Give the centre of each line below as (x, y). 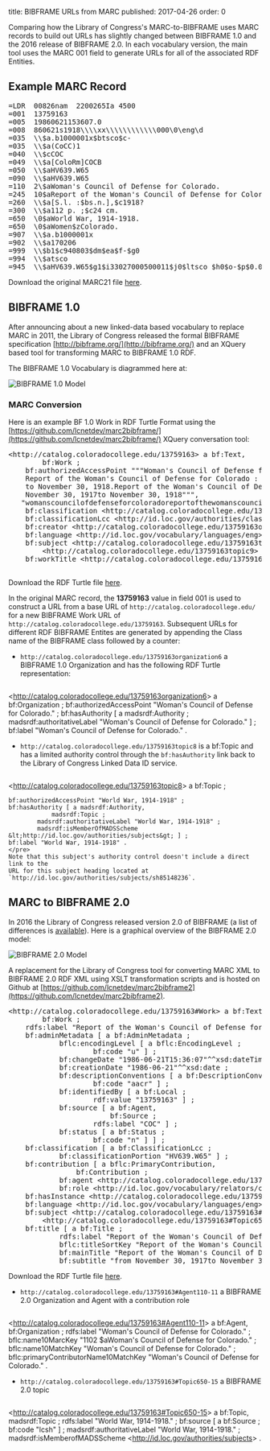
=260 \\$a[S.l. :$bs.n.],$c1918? (76, 202)
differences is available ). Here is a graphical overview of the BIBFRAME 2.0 (133, 930)
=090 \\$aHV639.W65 (49, 178)
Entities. (22, 61)
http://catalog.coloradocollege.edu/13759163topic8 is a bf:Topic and (137, 746)
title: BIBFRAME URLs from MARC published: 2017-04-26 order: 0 (117, 12)
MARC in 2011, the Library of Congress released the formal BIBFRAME (124, 335)
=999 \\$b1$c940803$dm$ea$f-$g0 (74, 250)
